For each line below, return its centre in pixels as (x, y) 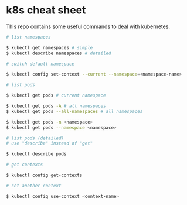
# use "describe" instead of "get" (50, 143)
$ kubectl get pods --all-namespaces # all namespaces (74, 111)
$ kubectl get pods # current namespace (56, 95)
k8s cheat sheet (46, 10)
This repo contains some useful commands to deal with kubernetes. (88, 26)
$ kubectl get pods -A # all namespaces (56, 106)
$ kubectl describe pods (36, 154)
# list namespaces (28, 37)
